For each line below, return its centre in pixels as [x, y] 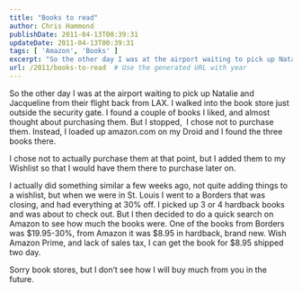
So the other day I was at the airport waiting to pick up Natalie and [132, 93]
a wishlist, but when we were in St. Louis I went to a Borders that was [138, 195]
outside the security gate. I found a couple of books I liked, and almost [140, 112]
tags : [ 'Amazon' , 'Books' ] [64, 51]
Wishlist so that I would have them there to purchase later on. [123, 168]
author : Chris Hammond [52, 26]
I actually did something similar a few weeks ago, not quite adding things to [149, 185]
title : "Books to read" [54, 18]
